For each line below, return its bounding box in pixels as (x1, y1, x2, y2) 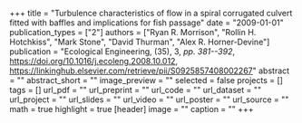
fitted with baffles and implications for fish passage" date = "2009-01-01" (9, 17, 284, 28)
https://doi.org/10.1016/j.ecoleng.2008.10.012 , (9, 56, 179, 66)
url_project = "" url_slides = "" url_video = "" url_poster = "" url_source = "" (9, 94, 289, 105)
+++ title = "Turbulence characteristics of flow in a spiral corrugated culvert (9, 8, 293, 18)
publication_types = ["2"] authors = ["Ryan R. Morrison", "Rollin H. (9, 27, 257, 37)
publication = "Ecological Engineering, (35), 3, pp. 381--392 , (9, 46, 236, 57)
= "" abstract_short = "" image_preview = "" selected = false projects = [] (9, 75, 284, 85)
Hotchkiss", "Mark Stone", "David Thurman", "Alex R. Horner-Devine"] (9, 36, 270, 47)
